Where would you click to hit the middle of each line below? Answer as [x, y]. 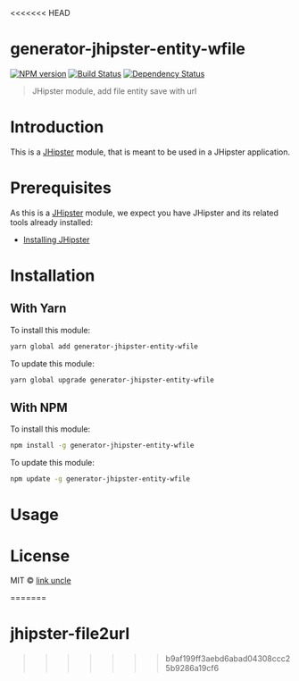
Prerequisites [61, 188]
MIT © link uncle [41, 581]
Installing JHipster [56, 240]
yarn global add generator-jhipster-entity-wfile [104, 346]
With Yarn [38, 309]
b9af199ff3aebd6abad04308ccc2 [228, 659]
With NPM [39, 407]
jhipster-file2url [70, 634]
